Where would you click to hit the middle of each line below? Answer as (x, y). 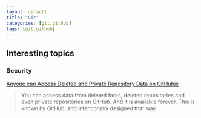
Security (19, 70)
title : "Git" (23, 18)
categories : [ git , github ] (39, 23)
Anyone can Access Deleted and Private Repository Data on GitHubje (93, 84)
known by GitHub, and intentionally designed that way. (89, 108)
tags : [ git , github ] (31, 29)
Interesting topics (40, 53)
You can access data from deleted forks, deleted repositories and (103, 95)
